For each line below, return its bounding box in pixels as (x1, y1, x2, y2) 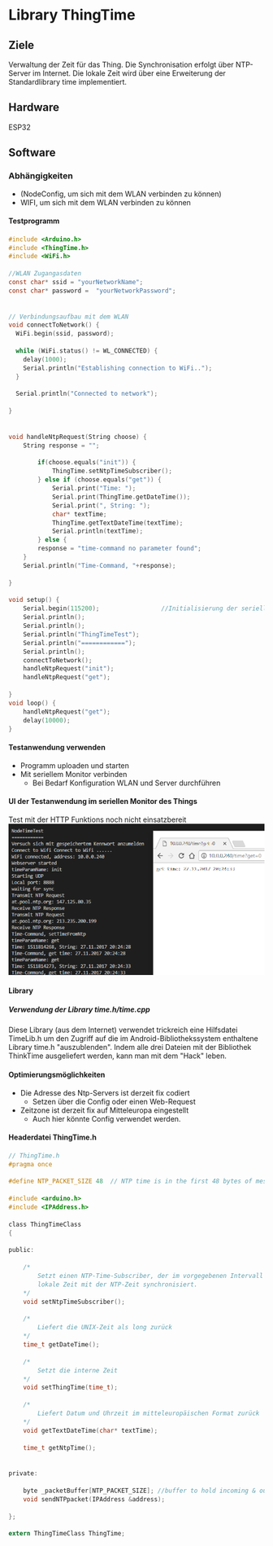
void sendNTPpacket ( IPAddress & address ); (23, 1495, 165, 1504)
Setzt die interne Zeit (37, 1366, 118, 1374)
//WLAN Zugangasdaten (8, 270, 82, 278)
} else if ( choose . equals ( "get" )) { (37, 476, 162, 484)
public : (8, 1246, 35, 1254)
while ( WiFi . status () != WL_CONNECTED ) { (15, 347, 158, 355)
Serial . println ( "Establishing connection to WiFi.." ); (23, 364, 213, 372)
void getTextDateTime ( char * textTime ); (23, 1426, 158, 1434)
